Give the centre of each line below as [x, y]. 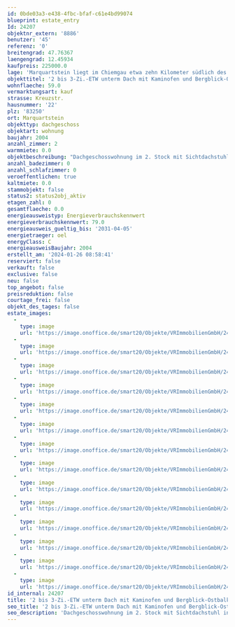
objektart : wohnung [36, 131]
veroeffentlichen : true [42, 177]
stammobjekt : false [36, 190]
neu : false [23, 281]
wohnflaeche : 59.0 [34, 85]
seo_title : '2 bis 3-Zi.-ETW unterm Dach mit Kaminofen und [97, 607]
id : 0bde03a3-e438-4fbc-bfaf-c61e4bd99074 [70, 14]
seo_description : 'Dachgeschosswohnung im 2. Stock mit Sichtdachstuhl [114, 613]
